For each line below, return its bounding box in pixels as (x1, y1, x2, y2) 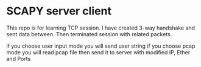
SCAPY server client (6, 4, 111, 18)
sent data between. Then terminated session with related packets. (6, 30, 172, 37)
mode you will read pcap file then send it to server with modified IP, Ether (6, 48, 191, 56)
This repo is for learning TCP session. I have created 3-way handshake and (6, 24, 196, 31)
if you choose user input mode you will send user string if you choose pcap (6, 42, 196, 49)
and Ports (6, 55, 31, 62)
